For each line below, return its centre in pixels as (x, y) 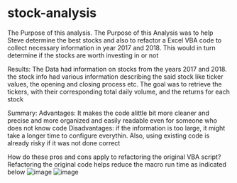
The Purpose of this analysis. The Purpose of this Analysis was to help (110, 33)
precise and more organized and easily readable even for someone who (112, 120)
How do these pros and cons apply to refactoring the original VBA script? (114, 157)
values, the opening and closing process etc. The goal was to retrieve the (115, 84)
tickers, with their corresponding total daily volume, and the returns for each (119, 91)
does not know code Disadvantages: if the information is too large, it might (116, 128)
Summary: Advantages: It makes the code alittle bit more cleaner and (108, 113)
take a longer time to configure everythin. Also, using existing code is (109, 135)
